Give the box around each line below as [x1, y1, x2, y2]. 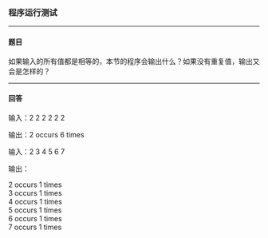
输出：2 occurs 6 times [8, 129, 85, 139]
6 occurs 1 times [8, 213, 62, 223]
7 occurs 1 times [8, 222, 62, 232]
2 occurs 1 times [8, 180, 62, 189]
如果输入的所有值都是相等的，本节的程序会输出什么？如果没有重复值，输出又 [8, 56, 260, 65]
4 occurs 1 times [8, 196, 62, 206]
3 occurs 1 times [8, 188, 62, 197]
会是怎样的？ [8, 66, 50, 76]
